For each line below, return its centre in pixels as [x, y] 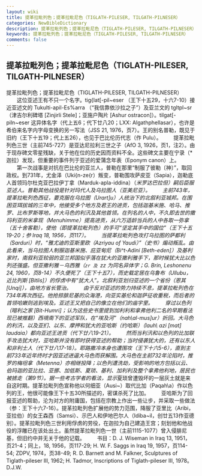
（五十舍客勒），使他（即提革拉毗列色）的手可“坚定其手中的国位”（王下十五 [100, 227]
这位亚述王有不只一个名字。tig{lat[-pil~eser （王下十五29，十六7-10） [103, 100]
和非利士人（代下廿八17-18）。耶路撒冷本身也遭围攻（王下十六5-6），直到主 [98, 348]
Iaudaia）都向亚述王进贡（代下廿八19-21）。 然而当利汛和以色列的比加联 [100, 333]
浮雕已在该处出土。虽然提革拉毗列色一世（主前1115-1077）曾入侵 [97, 430]
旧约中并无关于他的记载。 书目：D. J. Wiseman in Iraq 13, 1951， [106, 438]
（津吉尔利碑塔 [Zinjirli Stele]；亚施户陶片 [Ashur [67, 115]
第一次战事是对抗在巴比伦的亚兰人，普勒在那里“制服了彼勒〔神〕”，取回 [104, 167]
